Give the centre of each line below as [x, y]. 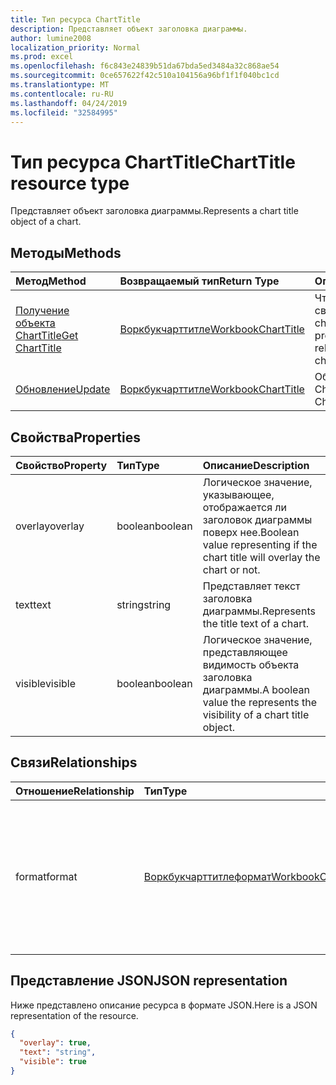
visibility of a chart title [256, 714]
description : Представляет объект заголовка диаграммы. [129, 29]
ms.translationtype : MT [60, 85]
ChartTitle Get [47, 336]
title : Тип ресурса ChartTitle [75, 19]
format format [46, 876]
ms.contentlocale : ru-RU [62, 94]
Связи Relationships [74, 762]
